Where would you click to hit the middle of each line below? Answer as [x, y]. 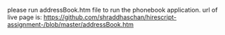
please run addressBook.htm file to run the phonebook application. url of [112, 10]
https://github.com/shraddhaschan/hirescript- [110, 17]
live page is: [25, 17]
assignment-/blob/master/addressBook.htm [71, 24]
